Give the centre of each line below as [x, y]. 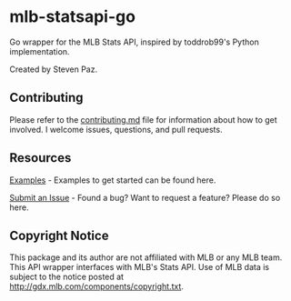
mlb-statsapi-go [73, 17]
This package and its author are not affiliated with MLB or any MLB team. [146, 257]
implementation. [40, 51]
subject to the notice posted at [67, 277]
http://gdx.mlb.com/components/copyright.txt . [97, 286]
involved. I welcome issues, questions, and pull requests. [116, 129]
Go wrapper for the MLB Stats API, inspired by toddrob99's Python [134, 42]
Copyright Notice [59, 235]
